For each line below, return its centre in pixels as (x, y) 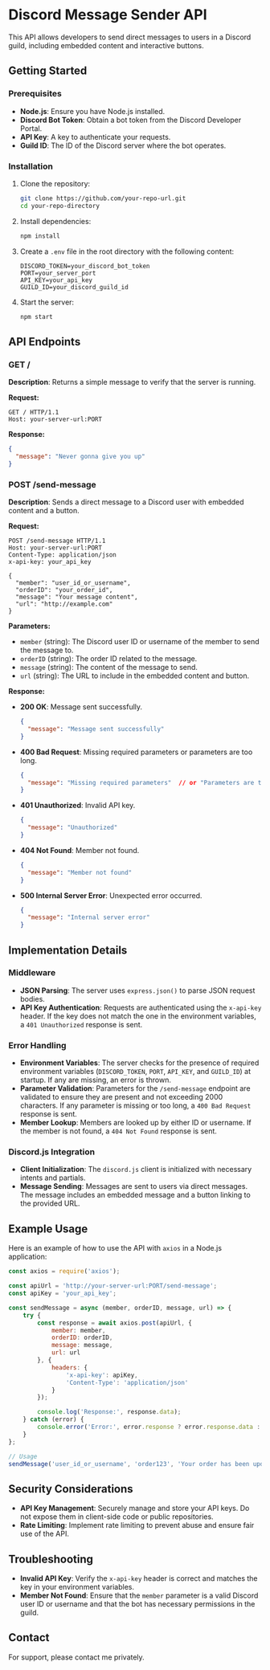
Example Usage (48, 1229)
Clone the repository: (55, 183)
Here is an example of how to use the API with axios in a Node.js (115, 1248)
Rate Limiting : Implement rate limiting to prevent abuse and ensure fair (137, 1525)
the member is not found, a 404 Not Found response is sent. (118, 1131)
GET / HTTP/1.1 (34, 412)
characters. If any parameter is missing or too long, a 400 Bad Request (135, 1105)
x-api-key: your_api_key (50, 562)
